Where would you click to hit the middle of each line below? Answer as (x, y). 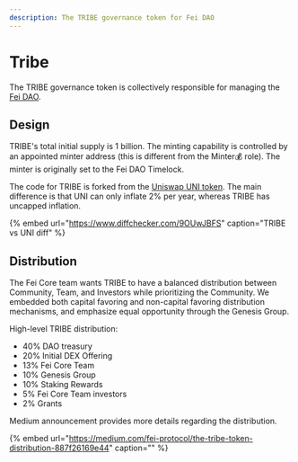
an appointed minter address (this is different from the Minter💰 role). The (145, 156)
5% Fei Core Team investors (74, 394)
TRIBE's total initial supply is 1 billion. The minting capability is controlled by (149, 147)
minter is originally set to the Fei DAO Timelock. (97, 169)
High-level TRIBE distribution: (64, 329)
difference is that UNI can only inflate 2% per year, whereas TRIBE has (140, 196)
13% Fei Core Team (58, 366)
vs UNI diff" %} (37, 233)
